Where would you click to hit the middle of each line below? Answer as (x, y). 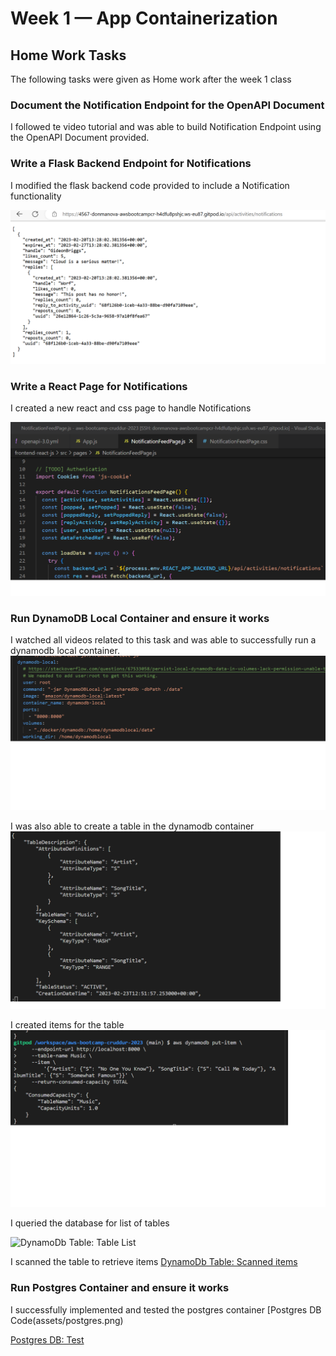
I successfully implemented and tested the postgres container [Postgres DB (166, 1309)
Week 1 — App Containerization (144, 18)
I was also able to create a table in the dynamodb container (132, 826)
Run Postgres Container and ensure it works (120, 1288)
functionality (36, 196)
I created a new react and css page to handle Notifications (131, 408)
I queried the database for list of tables (90, 1223)
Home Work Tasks (68, 55)
